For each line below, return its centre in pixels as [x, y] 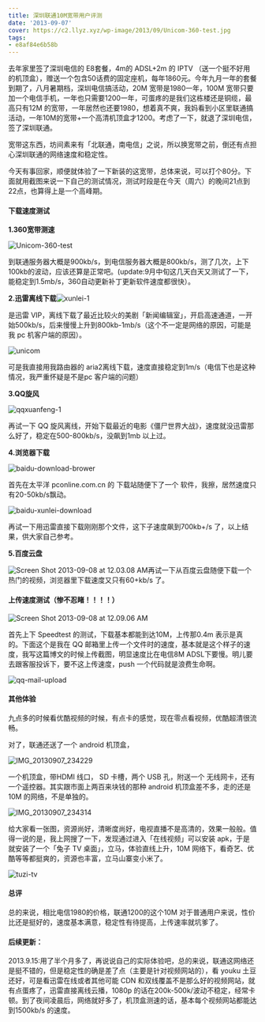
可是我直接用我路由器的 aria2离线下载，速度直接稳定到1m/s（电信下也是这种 [132, 367]
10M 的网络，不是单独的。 [50, 797]
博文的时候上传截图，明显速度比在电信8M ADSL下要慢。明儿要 [151, 654]
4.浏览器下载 [29, 452]
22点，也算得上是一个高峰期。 [58, 191]
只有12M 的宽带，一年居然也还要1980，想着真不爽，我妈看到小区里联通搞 [134, 108]
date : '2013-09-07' [40, 23]
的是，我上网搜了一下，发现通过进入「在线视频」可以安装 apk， [132, 838]
